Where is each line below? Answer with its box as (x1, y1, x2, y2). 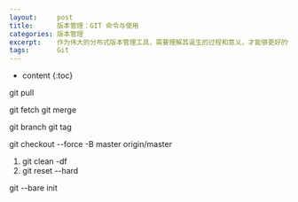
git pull (9, 88, 35, 98)
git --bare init (9, 183, 58, 193)
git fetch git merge (9, 105, 77, 115)
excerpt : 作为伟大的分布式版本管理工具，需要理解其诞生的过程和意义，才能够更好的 (9, 37, 288, 47)
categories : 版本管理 (9, 29, 84, 38)
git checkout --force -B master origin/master (9, 139, 173, 150)
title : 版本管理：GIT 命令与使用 (9, 21, 139, 30)
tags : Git (9, 46, 69, 55)
